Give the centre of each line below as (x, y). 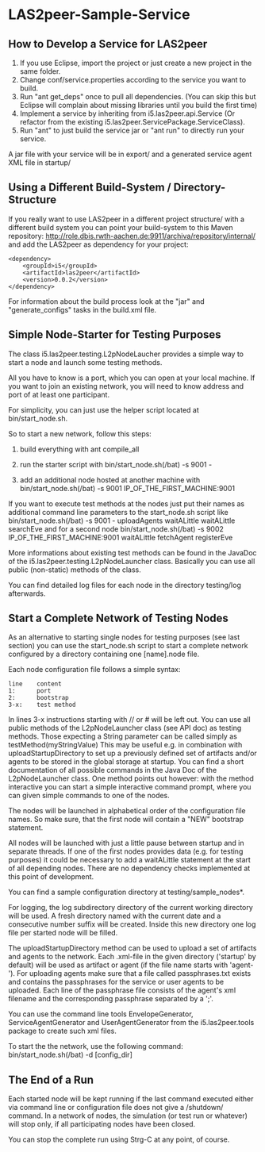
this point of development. (51, 877)
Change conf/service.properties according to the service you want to (133, 80)
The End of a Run (51, 1079)
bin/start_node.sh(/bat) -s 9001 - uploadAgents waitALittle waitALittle (122, 520)
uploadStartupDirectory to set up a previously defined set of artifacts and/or (133, 753)
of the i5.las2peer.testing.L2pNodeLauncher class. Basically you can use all (132, 561)
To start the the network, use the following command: (96, 1046)
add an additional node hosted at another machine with (110, 480)
